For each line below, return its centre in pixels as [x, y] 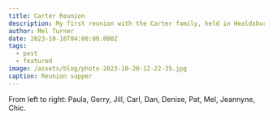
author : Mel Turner [41, 31]
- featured [34, 62]
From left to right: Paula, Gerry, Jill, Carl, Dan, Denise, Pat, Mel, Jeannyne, [132, 99]
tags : [17, 46]
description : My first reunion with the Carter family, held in [119, 23]
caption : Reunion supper [50, 76]
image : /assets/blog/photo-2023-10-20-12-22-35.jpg [97, 69]
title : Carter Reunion [47, 16]
